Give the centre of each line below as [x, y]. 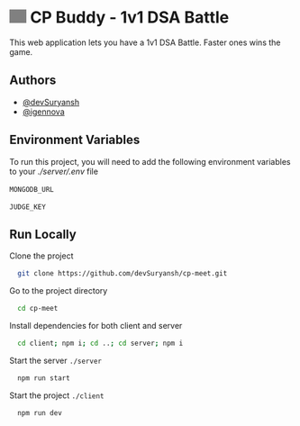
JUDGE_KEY [28, 207]
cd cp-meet [38, 309]
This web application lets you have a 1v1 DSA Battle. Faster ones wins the [145, 42]
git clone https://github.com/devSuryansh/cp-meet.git [123, 274]
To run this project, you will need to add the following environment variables [150, 161]
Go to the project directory [59, 291]
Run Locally [43, 234]
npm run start [44, 378]
